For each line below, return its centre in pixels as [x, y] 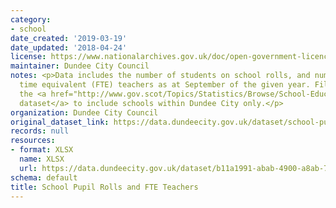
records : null [40, 131]
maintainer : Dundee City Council [80, 66]
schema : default [44, 177]
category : [31, 19]
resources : [33, 141]
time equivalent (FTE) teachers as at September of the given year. [165, 85]
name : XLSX [42, 159]
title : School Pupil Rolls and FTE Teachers [104, 187]
